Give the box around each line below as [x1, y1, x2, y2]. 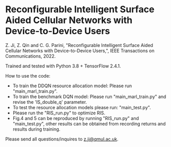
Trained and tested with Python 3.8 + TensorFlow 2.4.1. [5, 63, 121, 69]
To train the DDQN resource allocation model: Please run [12, 83, 132, 89]
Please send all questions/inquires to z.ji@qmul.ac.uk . [5, 136, 119, 142]
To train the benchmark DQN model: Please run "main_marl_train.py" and [12, 93, 166, 100]
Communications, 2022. [5, 53, 56, 59]
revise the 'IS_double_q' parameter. [12, 99, 87, 105]
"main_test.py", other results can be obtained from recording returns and [12, 120, 166, 127]
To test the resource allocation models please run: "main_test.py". [12, 104, 151, 110]
